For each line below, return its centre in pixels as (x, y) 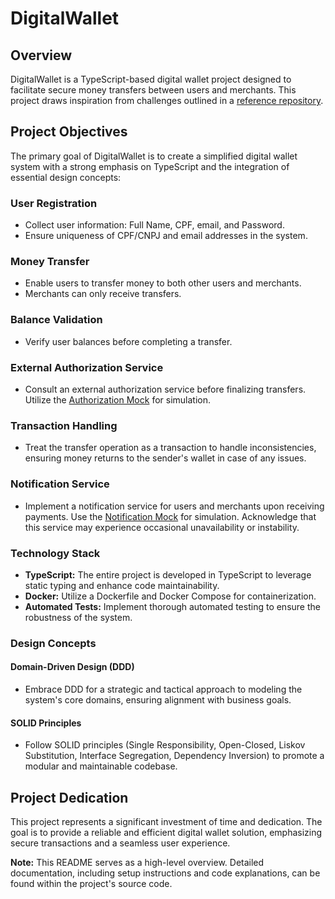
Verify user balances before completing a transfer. (128, 341)
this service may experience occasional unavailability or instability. (162, 527)
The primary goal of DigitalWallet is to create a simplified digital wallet (154, 156)
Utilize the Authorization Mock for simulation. (118, 400)
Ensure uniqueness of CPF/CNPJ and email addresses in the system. (166, 236)
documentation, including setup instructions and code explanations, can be (165, 873)
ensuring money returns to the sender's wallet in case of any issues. (165, 458)
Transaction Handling (64, 425)
